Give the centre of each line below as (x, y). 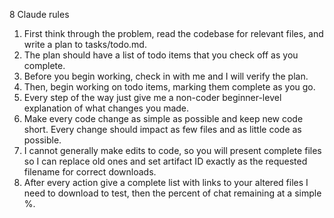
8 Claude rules (39, 14)
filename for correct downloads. (90, 172)
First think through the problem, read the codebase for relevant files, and (173, 33)
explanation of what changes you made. (106, 108)
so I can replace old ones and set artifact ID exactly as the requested (165, 161)
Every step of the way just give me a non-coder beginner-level (152, 97)
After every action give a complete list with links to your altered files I (166, 182)
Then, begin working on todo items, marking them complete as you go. (169, 87)
